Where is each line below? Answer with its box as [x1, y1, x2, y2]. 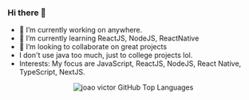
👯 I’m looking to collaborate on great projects [18, 42, 168, 52]
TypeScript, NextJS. [18, 67, 85, 77]
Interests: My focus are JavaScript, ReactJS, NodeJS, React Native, [18, 59, 242, 68]
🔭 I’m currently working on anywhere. [18, 25, 143, 35]
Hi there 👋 [7, 7, 47, 18]
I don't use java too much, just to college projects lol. [18, 51, 193, 60]
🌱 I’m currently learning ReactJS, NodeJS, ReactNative [18, 33, 200, 43]
